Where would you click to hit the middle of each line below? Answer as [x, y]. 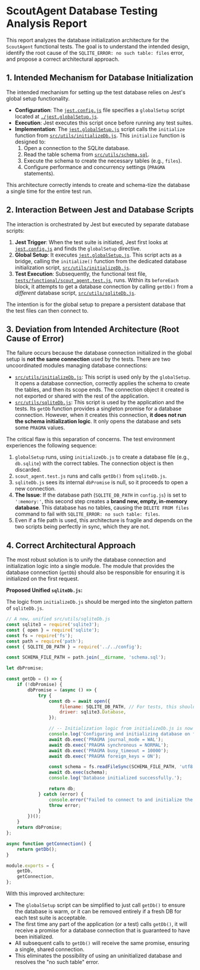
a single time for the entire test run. [49, 191]
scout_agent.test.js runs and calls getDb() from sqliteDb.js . [91, 476]
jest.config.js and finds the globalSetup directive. [78, 248]
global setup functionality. [38, 98]
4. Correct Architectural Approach [71, 545]
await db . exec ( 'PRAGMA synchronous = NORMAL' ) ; [109, 745]
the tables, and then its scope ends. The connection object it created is [102, 390]
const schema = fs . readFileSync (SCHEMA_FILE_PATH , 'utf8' [122, 767]
